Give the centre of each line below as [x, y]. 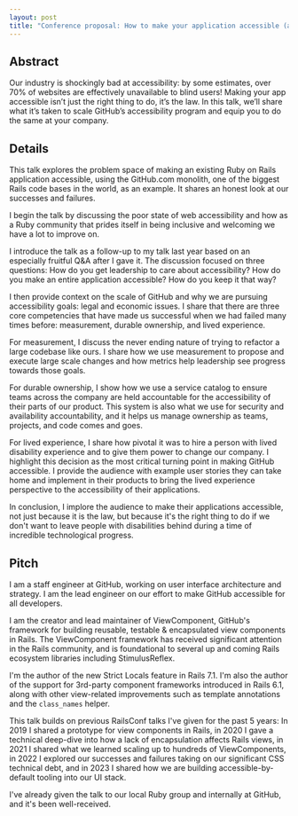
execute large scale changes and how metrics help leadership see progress [147, 361]
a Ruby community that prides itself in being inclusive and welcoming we [142, 225]
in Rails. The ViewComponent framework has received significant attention [145, 639]
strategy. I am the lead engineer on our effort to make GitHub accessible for [147, 593]
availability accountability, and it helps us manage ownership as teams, [139, 416]
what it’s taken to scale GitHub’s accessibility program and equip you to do [145, 111]
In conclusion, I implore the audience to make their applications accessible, [146, 507]
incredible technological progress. [72, 535]
